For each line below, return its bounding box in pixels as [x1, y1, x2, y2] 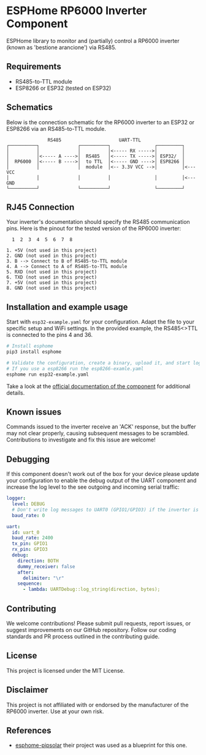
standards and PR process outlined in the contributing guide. [6, 633, 160, 640]
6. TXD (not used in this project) [6, 274, 97, 280]
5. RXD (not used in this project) [6, 269, 97, 275]
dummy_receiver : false [17, 563, 75, 569]
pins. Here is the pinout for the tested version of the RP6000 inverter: [6, 225, 181, 232]
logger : [6, 496, 26, 502]
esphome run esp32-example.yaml [6, 371, 89, 378]
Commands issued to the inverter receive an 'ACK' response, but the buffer [6, 423, 196, 430]
